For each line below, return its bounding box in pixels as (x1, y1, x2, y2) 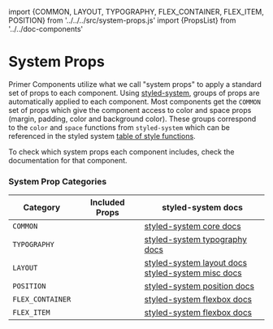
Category (23, 202, 61, 214)
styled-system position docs (144, 280, 254, 292)
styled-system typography (144, 234, 248, 245)
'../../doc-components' (8, 24, 84, 33)
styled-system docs (162, 202, 244, 214)
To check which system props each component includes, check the (8, 146, 235, 157)
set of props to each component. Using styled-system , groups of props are (8, 88, 260, 97)
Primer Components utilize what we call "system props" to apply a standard (8, 79, 262, 89)
